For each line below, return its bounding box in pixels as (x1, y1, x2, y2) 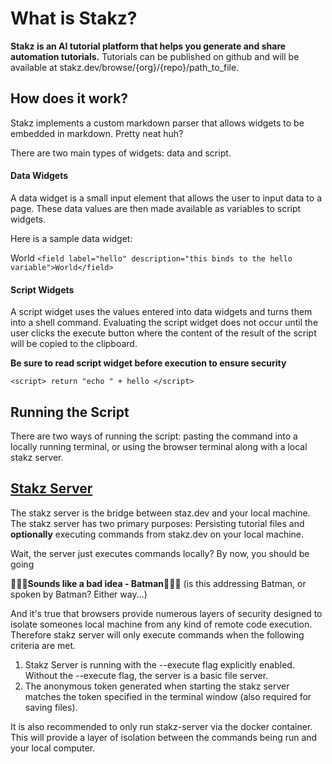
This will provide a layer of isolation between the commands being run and (10, 731, 318, 743)
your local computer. (10, 742, 96, 754)
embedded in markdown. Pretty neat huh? (10, 127, 184, 139)
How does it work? (10, 90, 129, 107)
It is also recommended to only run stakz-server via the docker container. (10, 720, 313, 732)
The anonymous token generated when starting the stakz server (24, 680, 290, 692)
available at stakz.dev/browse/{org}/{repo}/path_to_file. (10, 61, 240, 73)
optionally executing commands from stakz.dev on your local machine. (10, 528, 305, 540)
